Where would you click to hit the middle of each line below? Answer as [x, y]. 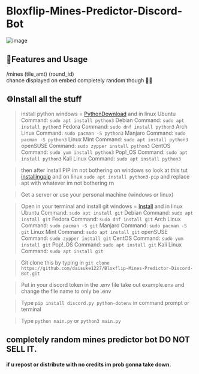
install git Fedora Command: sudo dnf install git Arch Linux [101, 219]
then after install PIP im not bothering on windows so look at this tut [104, 170]
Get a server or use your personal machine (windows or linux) [97, 194]
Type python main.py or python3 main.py [71, 320]
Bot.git [30, 274]
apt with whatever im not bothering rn [67, 183]
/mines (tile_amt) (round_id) [40, 74]
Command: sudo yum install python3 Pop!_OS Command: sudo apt [104, 152]
